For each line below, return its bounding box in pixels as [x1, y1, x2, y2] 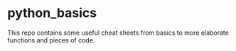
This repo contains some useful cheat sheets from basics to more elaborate [7, 28, 229, 37]
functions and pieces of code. [7, 35, 95, 44]
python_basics [7, 5, 97, 21]
